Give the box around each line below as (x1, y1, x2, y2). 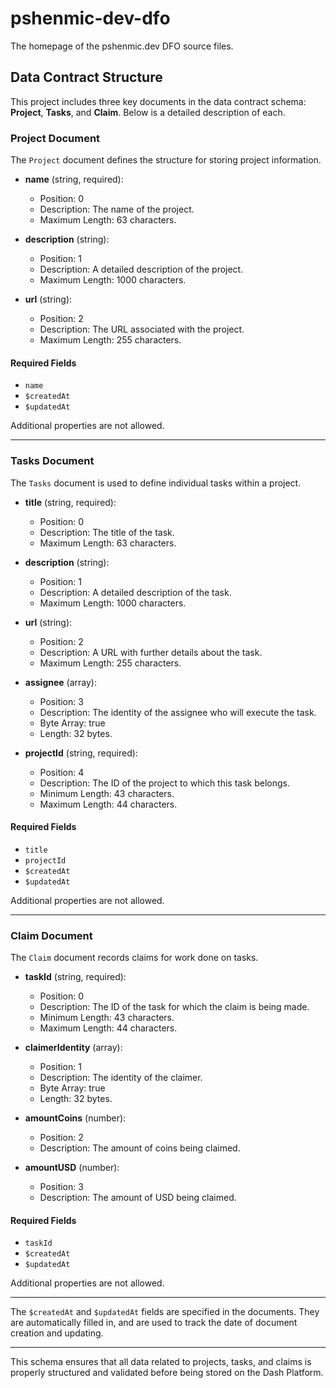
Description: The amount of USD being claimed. (39, 1192, 237, 1204)
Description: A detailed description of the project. (39, 263, 244, 276)
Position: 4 (39, 766, 85, 778)
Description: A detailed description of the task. (39, 586, 232, 598)
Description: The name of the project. (39, 203, 195, 216)
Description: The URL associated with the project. (39, 323, 245, 336)
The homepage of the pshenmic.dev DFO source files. (10, 40, 234, 52)
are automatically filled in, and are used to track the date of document (10, 1317, 298, 1329)
